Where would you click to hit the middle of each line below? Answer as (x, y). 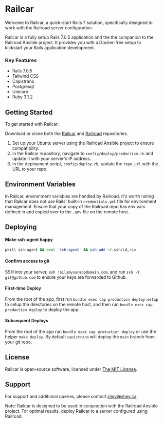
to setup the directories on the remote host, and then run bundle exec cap (79, 304)
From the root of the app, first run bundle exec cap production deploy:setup (81, 299)
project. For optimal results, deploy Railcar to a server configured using (76, 411)
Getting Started (29, 112)
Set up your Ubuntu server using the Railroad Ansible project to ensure (83, 143)
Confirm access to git (27, 261)
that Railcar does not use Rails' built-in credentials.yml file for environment (81, 201)
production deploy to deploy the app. (43, 310)
